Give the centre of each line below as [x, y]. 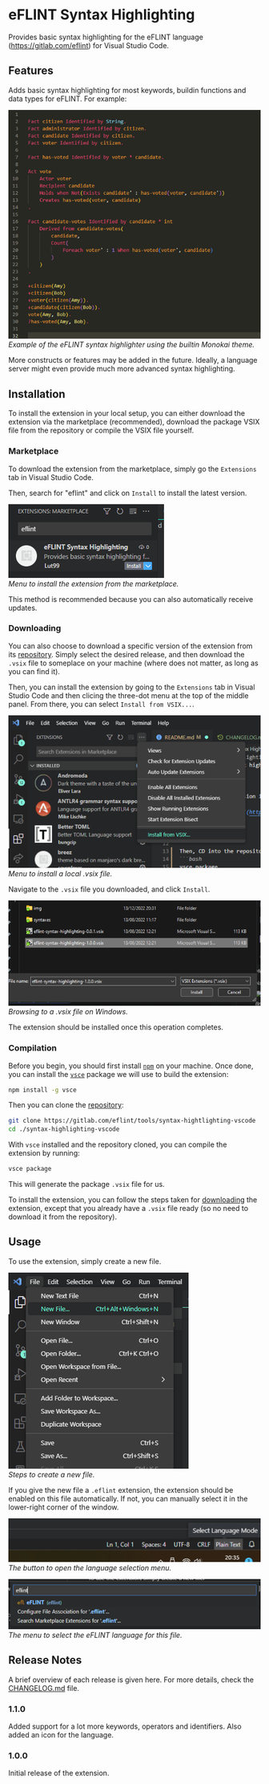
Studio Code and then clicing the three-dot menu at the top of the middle [128, 695]
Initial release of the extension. [59, 1773]
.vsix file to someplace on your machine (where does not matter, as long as [133, 663]
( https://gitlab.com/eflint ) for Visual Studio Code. [89, 45]
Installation [37, 394]
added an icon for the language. [61, 1735]
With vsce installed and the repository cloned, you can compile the [118, 1144]
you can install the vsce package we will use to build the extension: [118, 1074]
